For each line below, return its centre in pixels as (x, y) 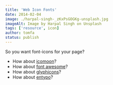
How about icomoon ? (34, 61)
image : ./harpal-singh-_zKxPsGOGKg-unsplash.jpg (57, 19)
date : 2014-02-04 (23, 14)
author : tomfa (20, 33)
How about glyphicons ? (37, 72)
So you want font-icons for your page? (45, 51)
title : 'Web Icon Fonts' (31, 10)
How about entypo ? (33, 77)
